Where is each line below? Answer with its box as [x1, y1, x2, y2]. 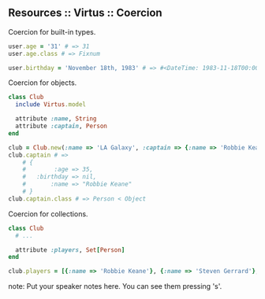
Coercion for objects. [8, 78, 77, 87]
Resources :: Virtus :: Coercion [8, 6, 163, 20]
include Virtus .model [15, 101, 87, 109]
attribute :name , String [15, 115, 97, 123]
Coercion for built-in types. [8, 27, 96, 36]
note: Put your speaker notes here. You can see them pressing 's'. [8, 282, 222, 291]
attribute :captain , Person [15, 122, 108, 131]
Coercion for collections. [8, 209, 88, 219]
